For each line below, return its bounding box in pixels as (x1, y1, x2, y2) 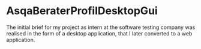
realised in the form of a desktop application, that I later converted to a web (6, 30, 193, 37)
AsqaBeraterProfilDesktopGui (6, 4, 158, 18)
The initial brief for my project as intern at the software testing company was (6, 24, 196, 31)
